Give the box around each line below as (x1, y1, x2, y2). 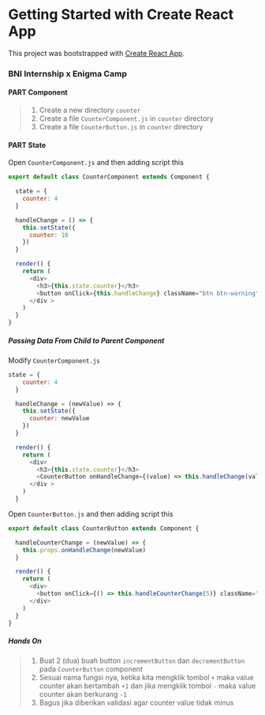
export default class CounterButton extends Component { (8, 524, 200, 532)
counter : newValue (28, 415, 90, 423)
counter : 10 (28, 231, 69, 239)
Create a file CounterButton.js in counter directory (39, 122, 203, 132)
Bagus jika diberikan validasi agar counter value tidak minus (39, 698, 234, 708)
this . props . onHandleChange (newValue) (22, 546, 147, 554)
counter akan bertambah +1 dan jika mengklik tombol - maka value (39, 681, 256, 691)
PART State (8, 140, 47, 149)
